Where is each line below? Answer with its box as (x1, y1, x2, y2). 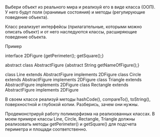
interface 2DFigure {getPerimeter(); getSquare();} (5, 53, 104, 59)
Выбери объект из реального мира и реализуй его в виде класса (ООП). (5, 4, 156, 10)
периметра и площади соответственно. (5, 126, 87, 132)
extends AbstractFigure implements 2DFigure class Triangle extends (5, 77, 142, 82)
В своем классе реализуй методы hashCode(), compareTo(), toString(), (5, 96, 151, 102)
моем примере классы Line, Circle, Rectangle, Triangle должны (5, 116, 135, 122)
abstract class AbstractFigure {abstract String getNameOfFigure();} (5, 62, 140, 68)
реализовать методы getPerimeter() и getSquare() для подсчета (5, 121, 137, 127)
